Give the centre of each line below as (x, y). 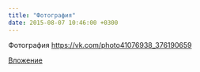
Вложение (26, 60)
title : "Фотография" (42, 15)
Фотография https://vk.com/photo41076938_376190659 (100, 45)
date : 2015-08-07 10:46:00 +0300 (63, 23)
